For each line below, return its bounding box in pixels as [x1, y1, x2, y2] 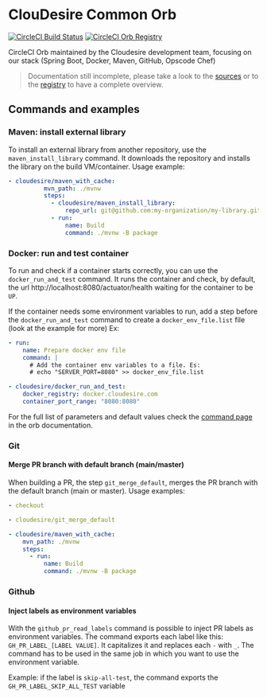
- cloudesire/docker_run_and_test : [8, 383, 126, 391]
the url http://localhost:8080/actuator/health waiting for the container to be [8, 283, 253, 292]
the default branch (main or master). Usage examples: [8, 486, 185, 496]
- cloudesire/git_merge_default [8, 516, 115, 524]
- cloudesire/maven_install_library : [50, 199, 176, 208]
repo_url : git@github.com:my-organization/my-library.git [64, 207, 261, 215]
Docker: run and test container [8, 248, 130, 259]
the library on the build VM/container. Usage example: [8, 162, 185, 171]
